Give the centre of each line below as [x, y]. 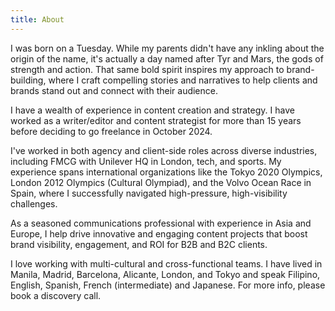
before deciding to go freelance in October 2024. [111, 131]
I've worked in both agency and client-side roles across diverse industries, [164, 150]
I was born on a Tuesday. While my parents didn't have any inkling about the [167, 48]
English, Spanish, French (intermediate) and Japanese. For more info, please [168, 285]
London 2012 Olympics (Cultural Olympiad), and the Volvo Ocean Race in [161, 182]
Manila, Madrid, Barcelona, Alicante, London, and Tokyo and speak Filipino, [165, 274]
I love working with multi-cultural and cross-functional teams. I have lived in [166, 263]
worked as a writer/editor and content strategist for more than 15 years [156, 120]
